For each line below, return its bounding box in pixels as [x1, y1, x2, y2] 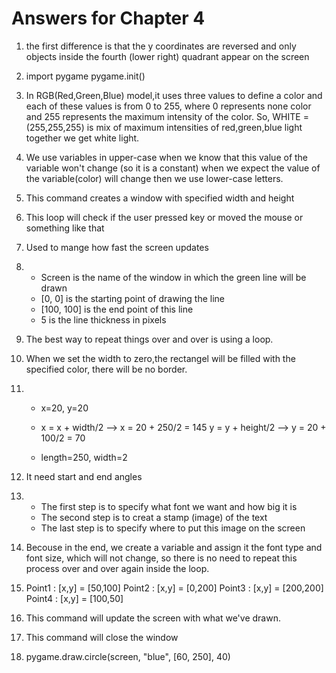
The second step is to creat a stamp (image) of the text [40, 511, 268, 523]
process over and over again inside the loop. [25, 562, 210, 574]
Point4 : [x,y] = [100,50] [25, 592, 124, 604]
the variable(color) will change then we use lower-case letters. [25, 172, 284, 184]
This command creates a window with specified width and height [25, 192, 295, 204]
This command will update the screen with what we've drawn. [25, 612, 281, 624]
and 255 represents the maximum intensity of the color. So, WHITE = [25, 110, 309, 122]
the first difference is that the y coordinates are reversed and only [25, 40, 297, 52]
